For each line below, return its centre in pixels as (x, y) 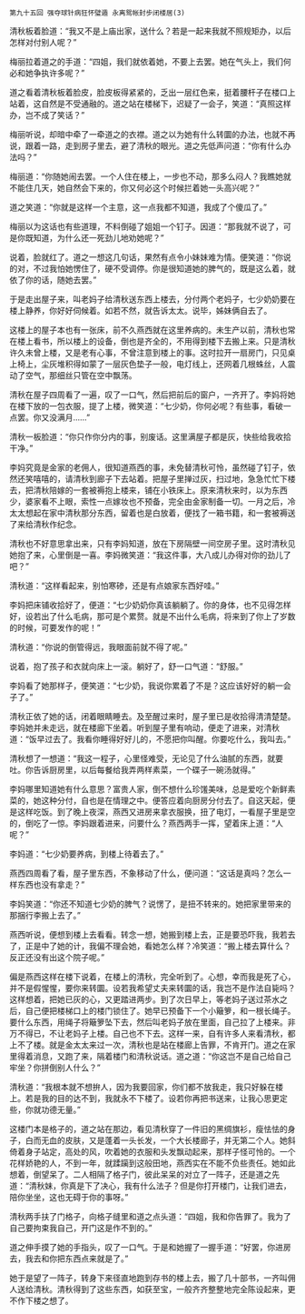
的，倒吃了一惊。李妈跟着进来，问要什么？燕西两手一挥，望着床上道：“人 (147, 823)
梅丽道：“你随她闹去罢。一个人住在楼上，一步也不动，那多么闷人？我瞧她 (147, 176)
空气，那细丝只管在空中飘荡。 (81, 375)
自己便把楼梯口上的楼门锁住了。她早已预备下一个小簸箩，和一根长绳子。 (160, 1011)
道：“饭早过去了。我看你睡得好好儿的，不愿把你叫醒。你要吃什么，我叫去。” (150, 739)
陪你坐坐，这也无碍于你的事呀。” (69, 1197)
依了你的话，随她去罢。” (53, 280)
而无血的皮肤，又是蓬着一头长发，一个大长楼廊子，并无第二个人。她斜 (164, 1140)
